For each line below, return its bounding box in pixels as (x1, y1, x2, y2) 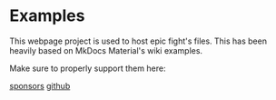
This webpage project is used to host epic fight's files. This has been (9, 35, 268, 46)
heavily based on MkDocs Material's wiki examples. (9, 45, 202, 55)
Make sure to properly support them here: (9, 63, 166, 74)
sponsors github (9, 80, 71, 91)
